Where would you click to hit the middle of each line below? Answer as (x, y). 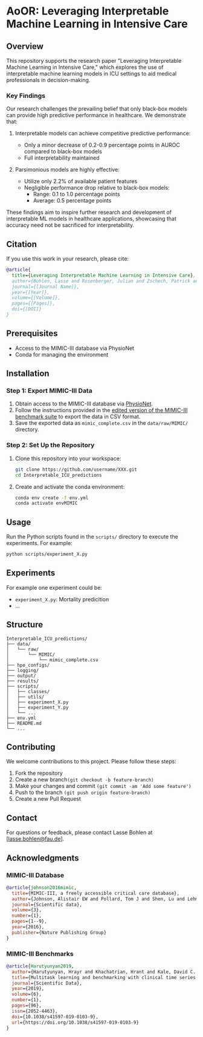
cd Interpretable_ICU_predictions (58, 475)
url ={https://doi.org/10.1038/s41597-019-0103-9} (75, 1022)
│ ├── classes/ (28, 691)
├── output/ (21, 676)
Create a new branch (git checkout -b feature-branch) (84, 780)
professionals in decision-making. (48, 80)
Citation (22, 244)
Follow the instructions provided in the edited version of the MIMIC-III (101, 410)
